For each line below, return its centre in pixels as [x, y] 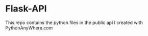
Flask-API [26, 9]
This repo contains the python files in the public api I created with [74, 22]
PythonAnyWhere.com [29, 27]
